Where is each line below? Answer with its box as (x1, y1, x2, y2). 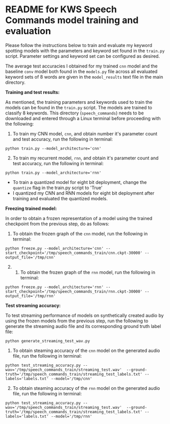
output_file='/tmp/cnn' (5, 254, 56, 260)
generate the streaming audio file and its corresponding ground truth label (5, 323, 161, 329)
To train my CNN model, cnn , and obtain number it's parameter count (12, 130, 158, 136)
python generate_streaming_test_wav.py (5, 338, 90, 343)
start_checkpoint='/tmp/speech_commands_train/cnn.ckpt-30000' (5, 250, 143, 255)
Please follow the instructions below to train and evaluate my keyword (5, 42, 152, 48)
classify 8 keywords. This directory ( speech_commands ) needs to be (5, 110, 144, 116)
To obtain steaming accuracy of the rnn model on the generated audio (12, 385, 160, 391)
